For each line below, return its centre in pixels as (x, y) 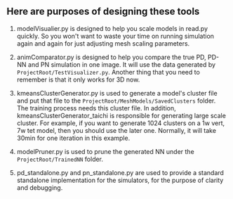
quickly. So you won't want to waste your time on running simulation (115, 36)
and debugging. (40, 187)
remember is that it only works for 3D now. (78, 79)
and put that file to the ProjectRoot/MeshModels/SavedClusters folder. (116, 101)
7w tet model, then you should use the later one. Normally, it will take (116, 130)
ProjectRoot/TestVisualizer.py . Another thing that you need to (108, 72)
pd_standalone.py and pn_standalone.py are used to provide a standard (120, 172)
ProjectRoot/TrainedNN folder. (60, 159)
